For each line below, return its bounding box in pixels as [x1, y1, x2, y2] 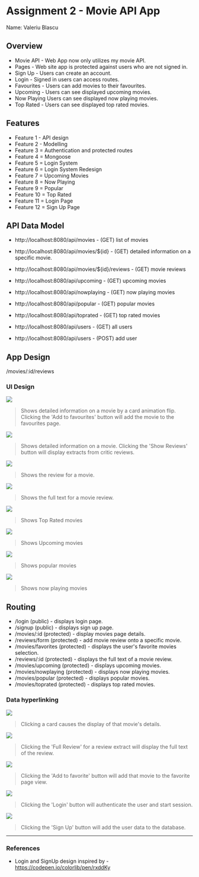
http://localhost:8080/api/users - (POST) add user [14, 335, 137, 342]
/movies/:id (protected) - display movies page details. [14, 630, 146, 638]
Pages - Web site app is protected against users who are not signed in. [14, 63, 188, 70]
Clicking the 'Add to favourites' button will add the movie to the [20, 414, 175, 421]
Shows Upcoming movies [20, 540, 84, 547]
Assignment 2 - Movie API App [6, 4, 161, 18]
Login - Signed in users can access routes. [14, 75, 120, 83]
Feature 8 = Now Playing [14, 178, 75, 185]
